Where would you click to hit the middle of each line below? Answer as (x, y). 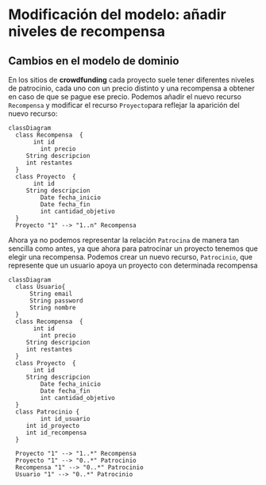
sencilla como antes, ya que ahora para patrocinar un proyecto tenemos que (133, 248)
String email (51, 294)
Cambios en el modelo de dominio (94, 61)
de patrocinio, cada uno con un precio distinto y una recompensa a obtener (132, 88)
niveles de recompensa (87, 31)
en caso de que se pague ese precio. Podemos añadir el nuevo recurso (125, 96)
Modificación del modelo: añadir (117, 15)
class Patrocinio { (48, 412)
